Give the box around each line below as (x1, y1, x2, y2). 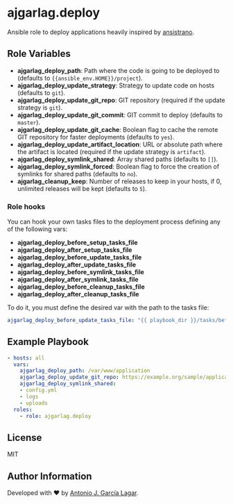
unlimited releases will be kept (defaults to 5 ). (17, 184, 147, 192)
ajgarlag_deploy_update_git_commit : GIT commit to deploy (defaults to (17, 110, 223, 119)
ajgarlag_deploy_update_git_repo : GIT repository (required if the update (17, 96, 225, 104)
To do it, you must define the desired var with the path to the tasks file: (7, 303, 209, 312)
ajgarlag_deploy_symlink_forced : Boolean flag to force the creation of (17, 162, 220, 171)
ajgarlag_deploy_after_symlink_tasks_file (17, 276, 139, 284)
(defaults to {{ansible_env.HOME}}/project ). (17, 74, 144, 82)
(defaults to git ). (17, 88, 66, 96)
